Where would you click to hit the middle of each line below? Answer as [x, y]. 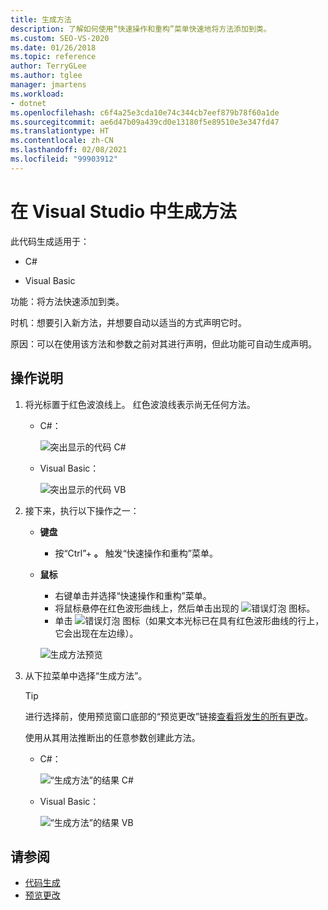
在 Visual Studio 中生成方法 [123, 211]
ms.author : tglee [46, 76]
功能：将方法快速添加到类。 [67, 301]
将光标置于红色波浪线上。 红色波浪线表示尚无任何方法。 [140, 404]
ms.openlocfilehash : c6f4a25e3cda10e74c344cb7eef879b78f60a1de [145, 112]
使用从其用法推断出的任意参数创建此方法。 [112, 737]
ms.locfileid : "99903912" [64, 159]
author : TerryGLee [48, 66]
